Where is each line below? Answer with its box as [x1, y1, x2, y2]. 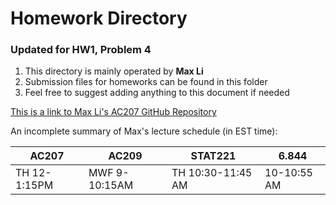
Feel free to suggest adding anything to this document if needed [24, 87, 290, 99]
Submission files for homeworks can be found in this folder [24, 76, 268, 88]
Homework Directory [10, 7, 188, 30]
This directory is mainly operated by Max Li [24, 65, 204, 77]
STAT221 [190, 149, 237, 163]
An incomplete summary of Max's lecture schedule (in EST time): [10, 125, 278, 137]
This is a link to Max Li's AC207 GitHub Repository [10, 106, 217, 118]
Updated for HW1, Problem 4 [10, 43, 152, 57]
